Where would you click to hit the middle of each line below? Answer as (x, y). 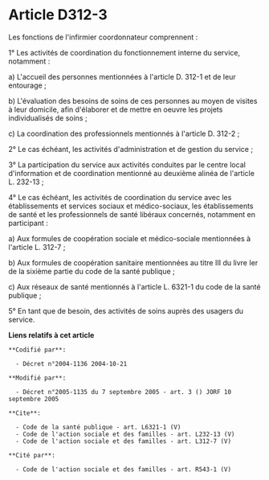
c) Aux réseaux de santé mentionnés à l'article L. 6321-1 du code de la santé (134, 286)
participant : (28, 223)
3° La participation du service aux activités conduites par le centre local (127, 164)
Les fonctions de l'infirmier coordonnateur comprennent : (103, 37)
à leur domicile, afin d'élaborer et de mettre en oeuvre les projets (116, 109)
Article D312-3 (58, 15)
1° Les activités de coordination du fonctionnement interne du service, (124, 52)
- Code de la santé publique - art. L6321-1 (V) (98, 427)
